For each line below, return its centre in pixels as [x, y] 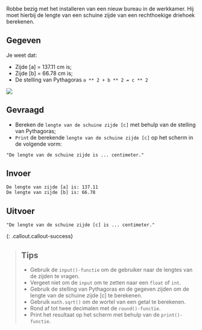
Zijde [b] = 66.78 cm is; [44, 73]
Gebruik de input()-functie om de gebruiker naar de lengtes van [111, 270]
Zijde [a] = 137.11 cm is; [43, 66]
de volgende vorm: [38, 144]
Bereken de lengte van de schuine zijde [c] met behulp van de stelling [105, 125]
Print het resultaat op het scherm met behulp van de [95, 315]
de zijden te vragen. [55, 276]
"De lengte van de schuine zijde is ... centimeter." [75, 155]
